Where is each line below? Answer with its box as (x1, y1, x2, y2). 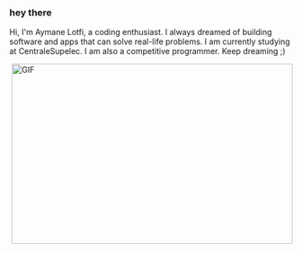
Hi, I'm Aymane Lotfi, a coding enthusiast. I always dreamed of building (9, 27, 272, 38)
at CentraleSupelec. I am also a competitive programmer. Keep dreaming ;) (9, 46, 286, 57)
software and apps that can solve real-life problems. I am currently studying (9, 36, 290, 47)
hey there (9, 6, 52, 19)
